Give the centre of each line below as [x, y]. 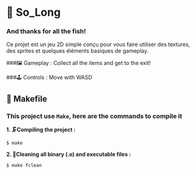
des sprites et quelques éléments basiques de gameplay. [77, 51]
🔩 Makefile [27, 99]
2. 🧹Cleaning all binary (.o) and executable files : [69, 155]
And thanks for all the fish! [46, 32]
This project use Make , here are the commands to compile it [94, 116]
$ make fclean [24, 166]
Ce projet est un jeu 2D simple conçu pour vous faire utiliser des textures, [98, 44]
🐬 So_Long [33, 12]
